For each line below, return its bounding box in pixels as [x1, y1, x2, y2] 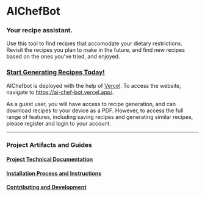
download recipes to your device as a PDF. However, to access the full [6, 107, 184, 114]
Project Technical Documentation [6, 156, 93, 163]
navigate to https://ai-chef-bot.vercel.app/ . [6, 88, 114, 96]
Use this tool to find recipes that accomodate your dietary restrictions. [6, 40, 183, 47]
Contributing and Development [6, 184, 87, 191]
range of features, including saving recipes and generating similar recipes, [6, 113, 193, 120]
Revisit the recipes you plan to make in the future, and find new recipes [6, 46, 185, 54]
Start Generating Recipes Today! [6, 68, 105, 77]
